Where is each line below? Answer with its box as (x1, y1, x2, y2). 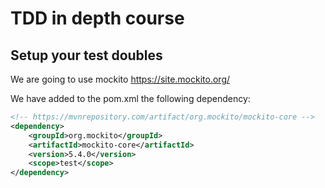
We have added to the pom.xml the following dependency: (10, 93, 251, 104)
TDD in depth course (10, 7, 185, 30)
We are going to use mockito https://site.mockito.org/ (10, 73, 231, 85)
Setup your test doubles (10, 47, 163, 64)
